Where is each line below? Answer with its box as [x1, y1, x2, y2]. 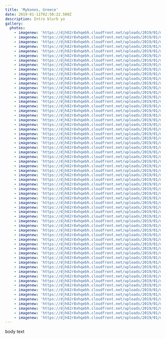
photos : [9, 26, 26, 31]
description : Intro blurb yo [5, 16, 65, 21]
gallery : [5, 21, 23, 26]
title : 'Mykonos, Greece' [5, 7, 58, 12]
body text [5, 329, 25, 335]
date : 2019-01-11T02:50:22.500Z [5, 12, 72, 17]
